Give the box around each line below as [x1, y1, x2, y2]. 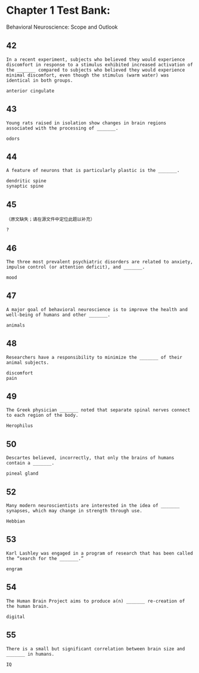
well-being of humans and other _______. [6, 312, 111, 318]
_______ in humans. [6, 651, 55, 657]
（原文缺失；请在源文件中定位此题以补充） [6, 216, 95, 223]
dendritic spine [6, 178, 46, 184]
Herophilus [6, 423, 33, 429]
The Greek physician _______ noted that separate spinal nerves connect [6, 407, 191, 413]
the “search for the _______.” [6, 555, 84, 561]
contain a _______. [6, 460, 55, 466]
